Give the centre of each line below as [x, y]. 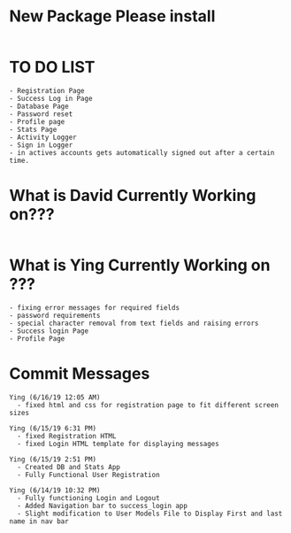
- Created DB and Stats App [69, 467]
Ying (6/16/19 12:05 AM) [55, 397]
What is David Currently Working [133, 196]
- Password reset [41, 114]
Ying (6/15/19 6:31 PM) [53, 428]
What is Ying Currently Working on [140, 265]
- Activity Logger [43, 137]
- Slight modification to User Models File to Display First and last [150, 514]
